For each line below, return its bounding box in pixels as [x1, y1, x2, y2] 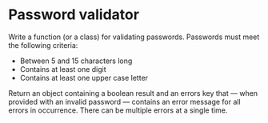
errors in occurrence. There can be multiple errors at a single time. [8, 105, 228, 115]
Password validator [8, 6, 140, 24]
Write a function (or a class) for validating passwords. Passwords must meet [8, 32, 260, 42]
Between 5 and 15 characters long [19, 56, 133, 65]
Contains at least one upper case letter [19, 73, 149, 82]
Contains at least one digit [19, 64, 106, 73]
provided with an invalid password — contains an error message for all [8, 97, 242, 106]
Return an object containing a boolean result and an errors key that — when [8, 88, 258, 97]
